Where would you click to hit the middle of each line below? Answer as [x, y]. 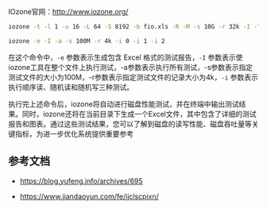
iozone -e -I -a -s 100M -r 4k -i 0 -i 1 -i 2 [87, 41]
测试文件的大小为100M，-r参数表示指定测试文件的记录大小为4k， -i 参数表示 [133, 77]
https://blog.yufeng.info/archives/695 [81, 180]
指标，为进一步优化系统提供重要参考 [74, 134]
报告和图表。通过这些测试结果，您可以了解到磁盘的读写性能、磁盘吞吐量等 [130, 124]
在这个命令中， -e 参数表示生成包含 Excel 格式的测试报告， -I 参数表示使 [126, 57]
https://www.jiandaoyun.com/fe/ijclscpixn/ [89, 196]
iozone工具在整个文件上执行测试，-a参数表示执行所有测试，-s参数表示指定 [131, 67]
